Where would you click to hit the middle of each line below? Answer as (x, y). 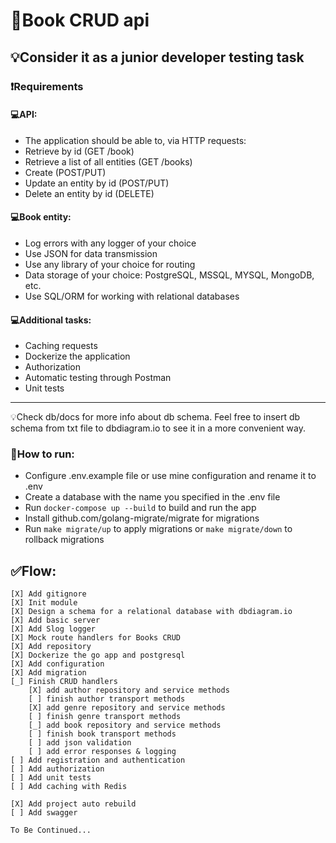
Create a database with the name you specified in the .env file (152, 497)
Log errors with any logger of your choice (110, 243)
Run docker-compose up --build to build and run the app (140, 508)
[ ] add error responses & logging (102, 752)
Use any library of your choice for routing (110, 264)
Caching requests (61, 346)
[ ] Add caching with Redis (69, 787)
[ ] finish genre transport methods (105, 717)
